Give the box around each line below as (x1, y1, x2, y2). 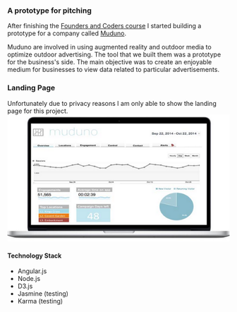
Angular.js (17, 267, 47, 275)
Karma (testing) (17, 297, 63, 306)
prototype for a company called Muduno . (7, 29, 127, 37)
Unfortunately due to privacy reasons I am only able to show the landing (7, 99, 217, 107)
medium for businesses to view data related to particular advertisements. (7, 66, 220, 74)
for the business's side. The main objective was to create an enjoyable (7, 58, 212, 66)
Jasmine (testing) (17, 289, 69, 298)
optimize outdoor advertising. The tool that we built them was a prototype (7, 50, 221, 59)
